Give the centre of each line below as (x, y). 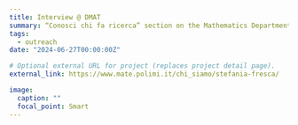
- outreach (37, 42)
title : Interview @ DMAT (55, 17)
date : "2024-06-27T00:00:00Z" (65, 50)
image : (21, 90)
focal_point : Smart (53, 107)
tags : (19, 33)
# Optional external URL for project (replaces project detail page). (142, 66)
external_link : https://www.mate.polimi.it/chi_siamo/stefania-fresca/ (144, 74)
